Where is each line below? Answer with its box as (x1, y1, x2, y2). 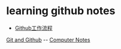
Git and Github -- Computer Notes (6, 36, 90, 43)
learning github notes (6, 4, 116, 18)
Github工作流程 (14, 24, 53, 31)
